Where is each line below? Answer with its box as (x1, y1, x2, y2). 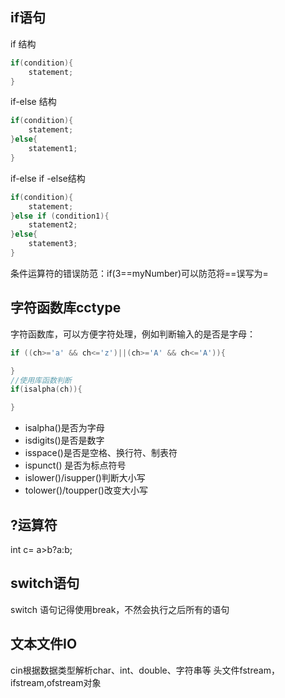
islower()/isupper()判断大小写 (24, 472, 146, 484)
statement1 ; (28, 144, 78, 154)
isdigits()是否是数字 (24, 434, 105, 447)
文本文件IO (10, 636, 78, 653)
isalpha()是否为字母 (24, 422, 105, 434)
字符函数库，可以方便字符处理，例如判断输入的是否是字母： (10, 328, 256, 340)
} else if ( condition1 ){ (10, 211, 110, 221)
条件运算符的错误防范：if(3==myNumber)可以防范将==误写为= (10, 267, 269, 279)
